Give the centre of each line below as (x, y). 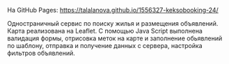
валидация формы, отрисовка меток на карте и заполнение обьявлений (115, 38)
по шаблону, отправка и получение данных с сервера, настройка (105, 46)
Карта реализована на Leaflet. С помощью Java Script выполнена (105, 31)
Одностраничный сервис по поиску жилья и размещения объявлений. (113, 23)
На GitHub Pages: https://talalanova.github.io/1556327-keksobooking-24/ (113, 10)
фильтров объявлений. (41, 53)
